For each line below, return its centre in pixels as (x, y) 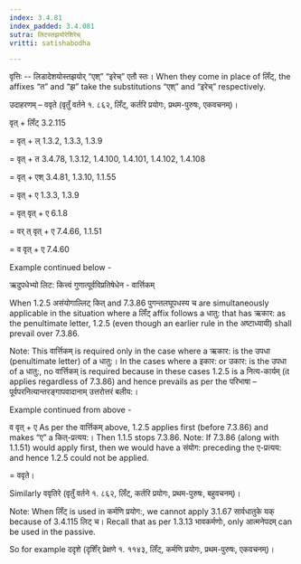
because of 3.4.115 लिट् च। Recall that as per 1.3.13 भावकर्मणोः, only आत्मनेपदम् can (151, 522)
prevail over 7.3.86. (44, 334)
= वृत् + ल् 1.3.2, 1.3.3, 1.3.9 (56, 141)
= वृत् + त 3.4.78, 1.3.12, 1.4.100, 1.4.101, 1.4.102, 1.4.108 (108, 159)
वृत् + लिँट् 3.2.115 (38, 123)
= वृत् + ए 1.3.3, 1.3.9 (44, 195)
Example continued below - (61, 268)
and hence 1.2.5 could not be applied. (79, 458)
